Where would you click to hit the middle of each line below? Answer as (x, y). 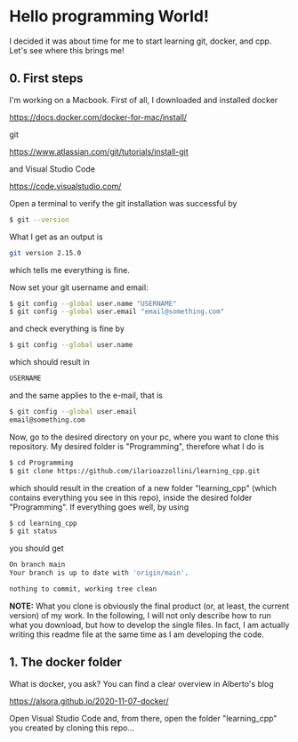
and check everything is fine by (67, 329)
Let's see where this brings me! (67, 50)
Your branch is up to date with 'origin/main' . (99, 573)
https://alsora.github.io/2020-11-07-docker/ (89, 701)
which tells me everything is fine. (70, 270)
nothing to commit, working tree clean (83, 589)
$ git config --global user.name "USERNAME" (93, 303)
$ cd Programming (41, 463)
